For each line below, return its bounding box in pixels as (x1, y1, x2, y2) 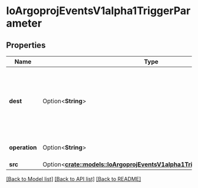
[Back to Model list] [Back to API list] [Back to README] (6, 176, 141, 182)
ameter (6, 17, 42, 30)
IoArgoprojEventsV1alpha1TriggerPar (6, 4, 191, 18)
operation (9, 143, 37, 151)
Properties (6, 40, 46, 50)
